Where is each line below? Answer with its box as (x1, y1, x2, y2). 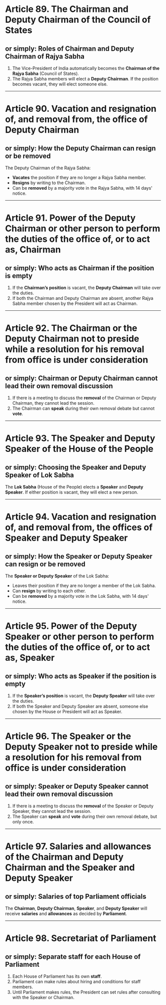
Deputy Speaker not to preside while (5, 741, 158, 753)
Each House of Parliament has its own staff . (12, 973, 102, 979)
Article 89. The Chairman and (5, 3, 129, 15)
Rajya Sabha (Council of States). (12, 71, 79, 76)
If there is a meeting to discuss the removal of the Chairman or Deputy (12, 395, 157, 401)
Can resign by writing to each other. (12, 588, 86, 594)
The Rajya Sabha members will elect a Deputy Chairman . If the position (12, 76, 159, 81)
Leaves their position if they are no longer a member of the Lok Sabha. (12, 582, 156, 588)
